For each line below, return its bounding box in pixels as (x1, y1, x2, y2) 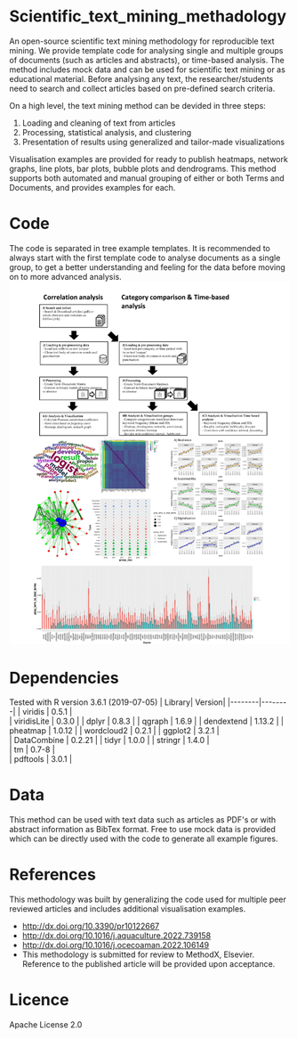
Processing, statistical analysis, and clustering (21, 127, 192, 137)
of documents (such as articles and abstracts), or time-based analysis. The (9, 54, 285, 65)
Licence (9, 990, 69, 1010)
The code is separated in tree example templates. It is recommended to (9, 242, 271, 253)
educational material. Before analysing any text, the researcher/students (9, 73, 274, 84)
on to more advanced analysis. (9, 271, 122, 282)
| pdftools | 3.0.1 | (9, 754, 73, 765)
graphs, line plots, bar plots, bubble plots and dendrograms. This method (9, 163, 277, 174)
